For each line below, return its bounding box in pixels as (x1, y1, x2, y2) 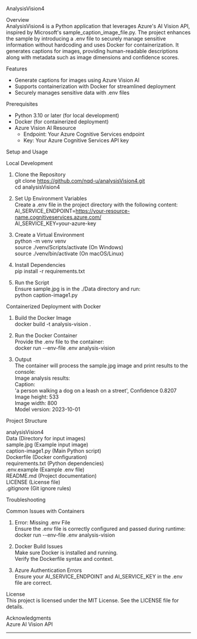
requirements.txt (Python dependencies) (6, 460, 104, 467)
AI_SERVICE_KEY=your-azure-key (14, 220, 97, 227)
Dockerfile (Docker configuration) (6, 454, 87, 460)
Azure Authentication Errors (14, 567, 82, 574)
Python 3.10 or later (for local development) (14, 112, 120, 119)
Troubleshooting (6, 496, 46, 503)
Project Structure (6, 417, 47, 424)
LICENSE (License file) (6, 479, 60, 486)
